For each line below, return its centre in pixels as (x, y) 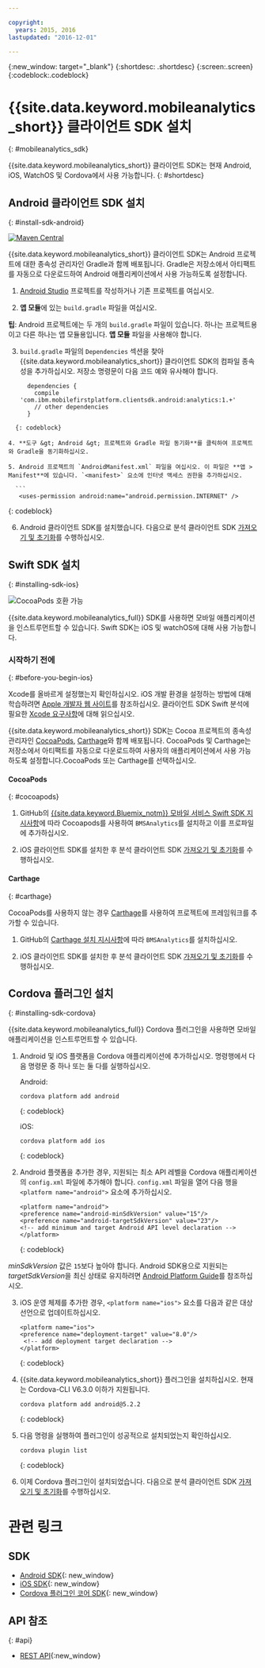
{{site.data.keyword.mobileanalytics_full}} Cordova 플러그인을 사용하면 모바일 (132, 1029)
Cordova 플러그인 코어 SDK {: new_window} (89, 1593)
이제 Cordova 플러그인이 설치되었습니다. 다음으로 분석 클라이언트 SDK (128, 1482)
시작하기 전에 (32, 659)
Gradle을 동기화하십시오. (53, 452)
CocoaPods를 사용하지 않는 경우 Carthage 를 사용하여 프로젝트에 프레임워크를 (129, 913)
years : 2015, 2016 (46, 30)
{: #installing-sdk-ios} (44, 584)
